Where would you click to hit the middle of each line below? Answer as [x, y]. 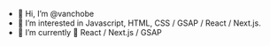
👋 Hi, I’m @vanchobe [56, 14]
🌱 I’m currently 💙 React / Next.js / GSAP [89, 32]
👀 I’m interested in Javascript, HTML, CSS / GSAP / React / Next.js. [139, 23]
